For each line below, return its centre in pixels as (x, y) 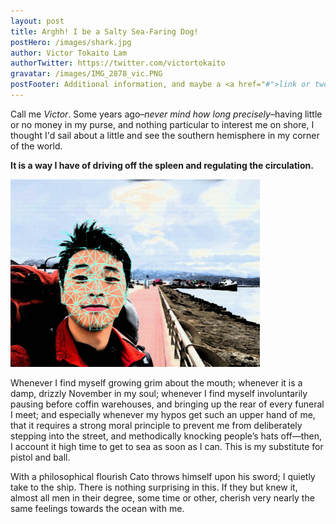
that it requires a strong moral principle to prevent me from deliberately (156, 425)
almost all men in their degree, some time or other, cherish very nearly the (162, 497)
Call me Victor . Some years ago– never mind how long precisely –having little (166, 114)
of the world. (36, 146)
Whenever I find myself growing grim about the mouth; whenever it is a (156, 382)
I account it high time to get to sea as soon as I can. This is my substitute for (167, 446)
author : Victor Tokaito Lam (69, 53)
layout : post (37, 21)
